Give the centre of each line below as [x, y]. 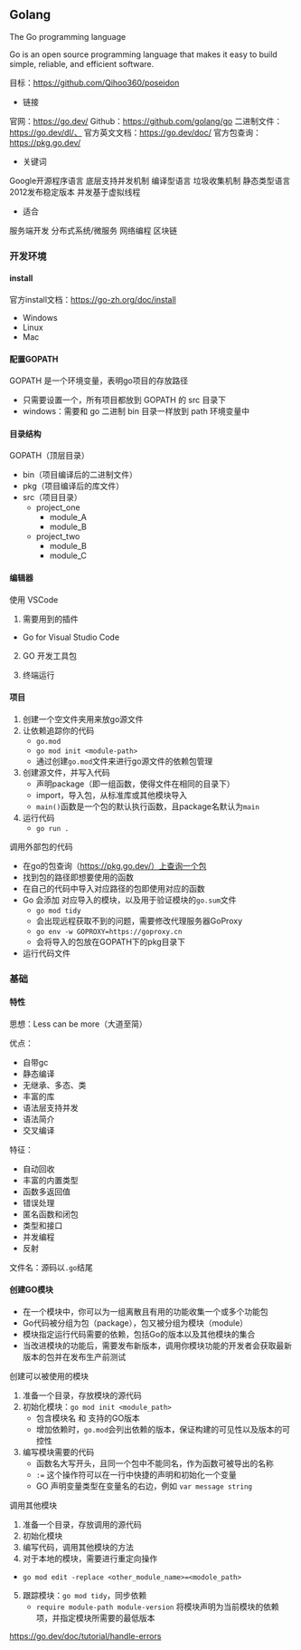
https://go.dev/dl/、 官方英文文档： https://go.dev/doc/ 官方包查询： [136, 132]
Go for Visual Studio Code [71, 637]
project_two [58, 536]
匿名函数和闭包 [50, 1214]
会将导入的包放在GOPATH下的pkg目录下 [111, 941]
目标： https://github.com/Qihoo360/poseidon [94, 82]
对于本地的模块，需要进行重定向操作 [90, 1558]
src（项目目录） [52, 497]
